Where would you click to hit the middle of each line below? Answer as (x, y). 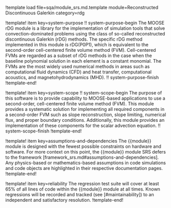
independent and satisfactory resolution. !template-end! (64, 200)
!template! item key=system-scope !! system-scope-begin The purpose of (84, 93)
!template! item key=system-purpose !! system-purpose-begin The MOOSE (85, 23)
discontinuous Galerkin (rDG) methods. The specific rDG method (74, 39)
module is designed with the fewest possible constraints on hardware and (83, 146)
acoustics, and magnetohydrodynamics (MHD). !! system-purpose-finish (82, 77)
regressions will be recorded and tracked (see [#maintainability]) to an (80, 194)
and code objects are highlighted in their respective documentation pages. (84, 168)
